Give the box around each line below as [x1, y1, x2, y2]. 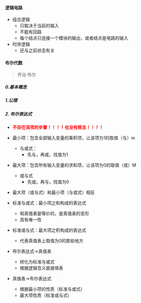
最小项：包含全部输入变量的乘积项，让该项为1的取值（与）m [12, 135, 135, 141]
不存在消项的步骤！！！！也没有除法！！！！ [12, 124, 104, 130]
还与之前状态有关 [19, 48, 55, 54]
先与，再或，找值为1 [27, 152, 68, 158]
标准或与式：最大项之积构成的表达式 [12, 227, 87, 233]
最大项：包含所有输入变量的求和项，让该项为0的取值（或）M [12, 162, 137, 168]
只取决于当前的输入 [19, 23, 59, 29]
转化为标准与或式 [19, 259, 55, 265]
